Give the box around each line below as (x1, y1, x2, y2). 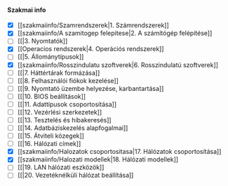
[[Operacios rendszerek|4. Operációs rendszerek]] (17, 45, 164, 53)
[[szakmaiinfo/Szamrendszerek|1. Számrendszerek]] (17, 21, 170, 29)
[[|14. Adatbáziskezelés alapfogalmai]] (17, 124, 128, 132)
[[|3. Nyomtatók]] (17, 37, 68, 45)
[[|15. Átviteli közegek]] (17, 131, 84, 140)
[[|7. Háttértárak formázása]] (17, 69, 100, 77)
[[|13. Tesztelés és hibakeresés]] (17, 115, 112, 124)
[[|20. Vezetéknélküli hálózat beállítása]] (17, 171, 134, 180)
